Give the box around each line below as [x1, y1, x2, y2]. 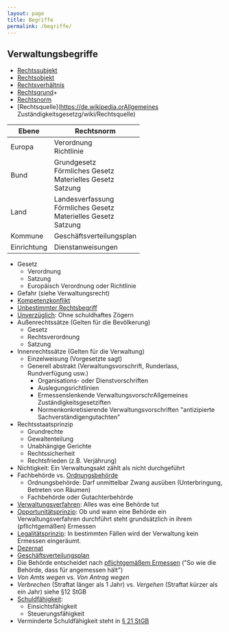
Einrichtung [10, 243, 48, 252]
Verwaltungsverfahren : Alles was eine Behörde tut [16, 500, 159, 509]
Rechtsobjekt [16, 73, 55, 82]
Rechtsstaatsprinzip [16, 420, 73, 428]
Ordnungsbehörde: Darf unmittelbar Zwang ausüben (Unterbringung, [27, 478, 223, 487]
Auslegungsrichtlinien [37, 384, 99, 392]
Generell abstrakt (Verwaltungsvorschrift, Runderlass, [27, 362, 180, 370]
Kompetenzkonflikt [16, 296, 71, 305]
